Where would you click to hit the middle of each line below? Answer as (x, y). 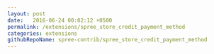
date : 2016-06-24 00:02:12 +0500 (60, 20)
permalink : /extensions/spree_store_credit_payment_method (96, 27)
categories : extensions (43, 33)
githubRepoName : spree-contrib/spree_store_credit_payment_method (107, 40)
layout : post (27, 14)
